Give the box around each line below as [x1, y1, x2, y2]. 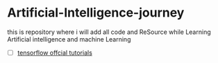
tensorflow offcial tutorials [17, 48, 92, 57]
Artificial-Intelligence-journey [7, 5, 185, 21]
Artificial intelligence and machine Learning [7, 35, 131, 43]
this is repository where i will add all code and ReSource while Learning [7, 28, 211, 36]
